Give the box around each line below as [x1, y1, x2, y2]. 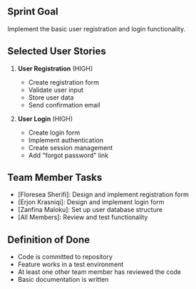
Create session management [28, 143, 113, 152]
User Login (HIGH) [17, 114, 73, 123]
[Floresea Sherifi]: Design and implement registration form [17, 190, 189, 199]
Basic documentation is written [17, 275, 109, 284]
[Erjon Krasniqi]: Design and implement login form [17, 198, 165, 206]
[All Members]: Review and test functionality [17, 213, 148, 221]
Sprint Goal [7, 6, 58, 18]
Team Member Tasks [7, 172, 103, 184]
